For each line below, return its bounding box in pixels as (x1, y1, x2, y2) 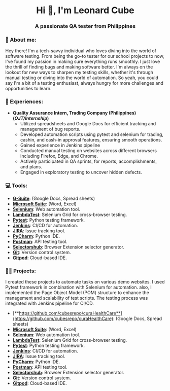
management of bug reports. (20, 126, 81, 132)
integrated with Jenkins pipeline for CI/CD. (5, 300, 94, 306)
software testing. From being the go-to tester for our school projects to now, (5, 53, 164, 59)
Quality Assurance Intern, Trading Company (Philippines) (12, 110, 137, 116)
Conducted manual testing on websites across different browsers (20, 147, 157, 154)
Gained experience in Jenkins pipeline (20, 142, 100, 148)
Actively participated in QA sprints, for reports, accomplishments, (20, 158, 157, 164)
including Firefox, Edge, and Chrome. (20, 153, 98, 159)
